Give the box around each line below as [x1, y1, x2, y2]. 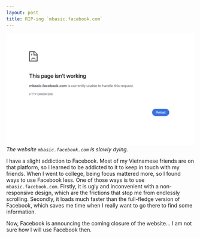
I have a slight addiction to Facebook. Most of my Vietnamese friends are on [6, 157, 195, 164]
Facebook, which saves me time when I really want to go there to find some [6, 202, 193, 209]
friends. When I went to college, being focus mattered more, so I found [6, 170, 181, 178]
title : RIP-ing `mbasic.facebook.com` [6, 16, 103, 22]
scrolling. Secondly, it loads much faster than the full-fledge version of [6, 196, 180, 203]
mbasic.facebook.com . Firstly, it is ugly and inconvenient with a [6, 183, 159, 190]
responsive [6, 189, 34, 197]
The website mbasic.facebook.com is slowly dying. [6, 146, 129, 153]
